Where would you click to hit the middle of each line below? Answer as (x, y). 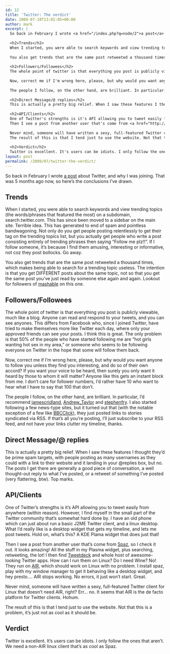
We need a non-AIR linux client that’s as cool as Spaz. (61, 646)
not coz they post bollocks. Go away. (44, 253)
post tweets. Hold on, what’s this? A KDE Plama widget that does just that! (82, 534)
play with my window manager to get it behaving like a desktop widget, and (84, 571)
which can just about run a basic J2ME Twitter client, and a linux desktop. (82, 523)
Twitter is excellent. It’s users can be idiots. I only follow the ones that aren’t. (85, 641)
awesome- (142, 555)
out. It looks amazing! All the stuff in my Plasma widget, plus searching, (79, 549)
